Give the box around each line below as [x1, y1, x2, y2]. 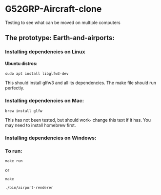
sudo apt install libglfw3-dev [5, 71, 69, 76]
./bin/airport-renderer [5, 185, 54, 190]
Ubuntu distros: [5, 60, 38, 66]
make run [5, 158, 23, 163]
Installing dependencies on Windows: [5, 134, 97, 141]
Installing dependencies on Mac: [5, 97, 84, 104]
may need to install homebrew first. [5, 122, 76, 128]
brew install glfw [5, 108, 42, 113]
